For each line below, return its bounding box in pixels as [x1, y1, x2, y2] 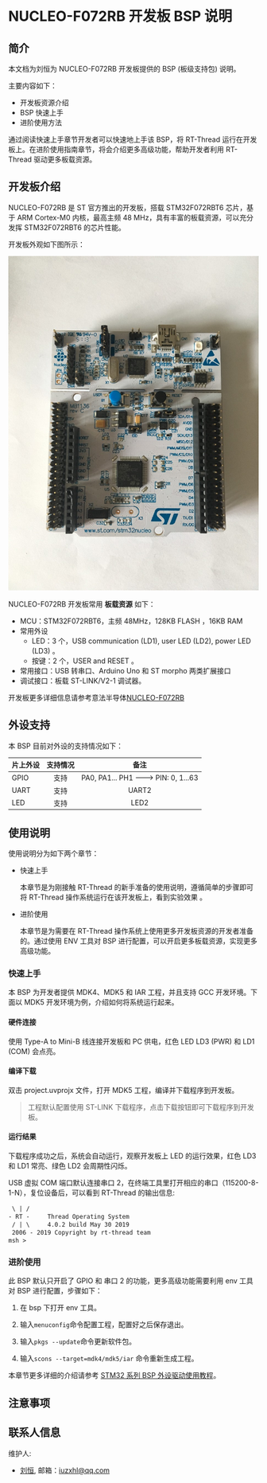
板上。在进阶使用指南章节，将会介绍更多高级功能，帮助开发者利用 [8, 145, 224, 154]
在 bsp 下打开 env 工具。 [19, 1303, 102, 1313]
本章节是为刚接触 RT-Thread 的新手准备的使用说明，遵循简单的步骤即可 [19, 883, 254, 892]
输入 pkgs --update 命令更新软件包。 [19, 1337, 137, 1346]
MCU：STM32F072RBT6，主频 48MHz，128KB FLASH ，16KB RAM [19, 616, 243, 626]
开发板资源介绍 [19, 98, 69, 107]
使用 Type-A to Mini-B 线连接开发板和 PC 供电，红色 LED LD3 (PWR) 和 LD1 [8, 1036, 255, 1046]
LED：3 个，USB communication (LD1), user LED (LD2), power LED [31, 636, 252, 646]
